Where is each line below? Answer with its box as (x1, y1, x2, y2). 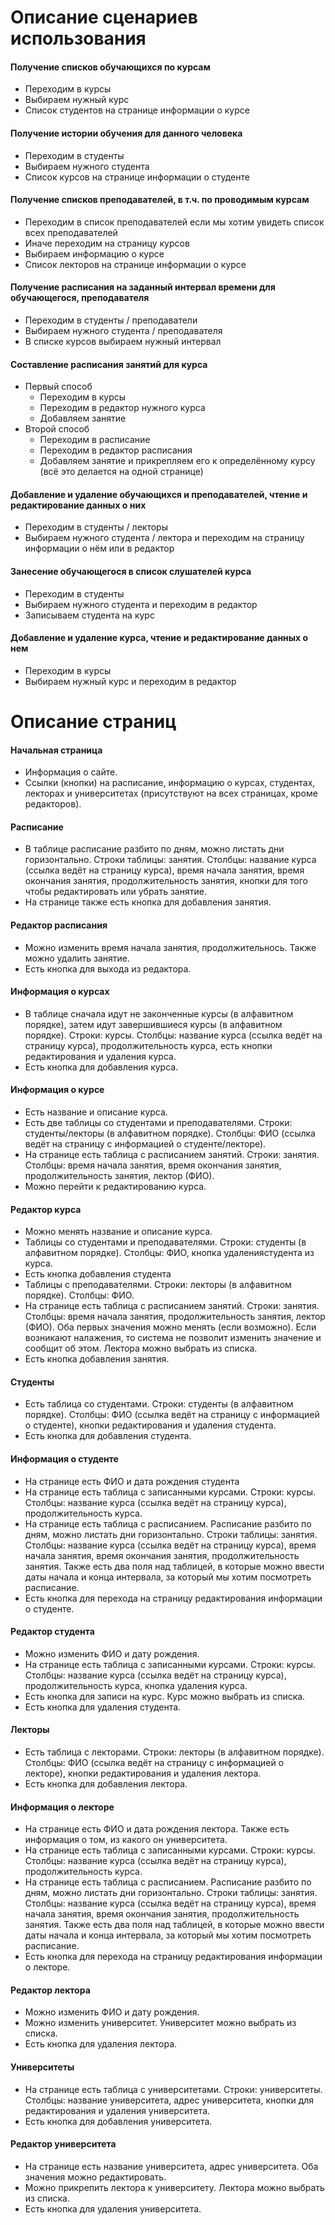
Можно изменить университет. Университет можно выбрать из (24, 2017, 297, 2029)
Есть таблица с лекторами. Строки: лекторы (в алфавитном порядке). (24, 1746, 325, 1758)
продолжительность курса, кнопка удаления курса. (24, 1679, 248, 1691)
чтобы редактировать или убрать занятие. (24, 886, 207, 898)
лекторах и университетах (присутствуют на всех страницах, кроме (24, 787, 318, 800)
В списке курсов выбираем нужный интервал (24, 336, 222, 347)
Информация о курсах (10, 986, 110, 998)
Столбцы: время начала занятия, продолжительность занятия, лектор (24, 1311, 326, 1323)
